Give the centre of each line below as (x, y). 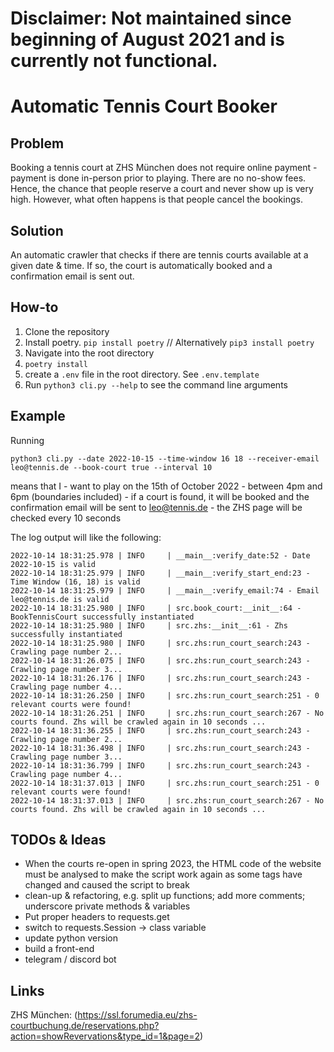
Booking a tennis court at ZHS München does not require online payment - (164, 168)
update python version (71, 938)
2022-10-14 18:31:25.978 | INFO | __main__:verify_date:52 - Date (160, 555)
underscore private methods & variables (107, 906)
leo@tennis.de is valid (60, 599)
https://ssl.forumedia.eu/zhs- (137, 1015)
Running (27, 440)
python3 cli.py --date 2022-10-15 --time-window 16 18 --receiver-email (165, 458)
